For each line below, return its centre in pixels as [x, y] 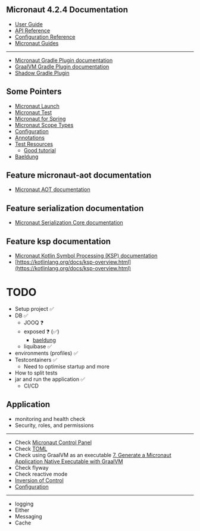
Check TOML [31, 448]
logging [24, 504]
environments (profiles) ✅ [46, 353]
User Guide [29, 24]
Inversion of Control [39, 480]
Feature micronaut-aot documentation [79, 175]
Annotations [29, 138]
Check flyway [32, 467]
